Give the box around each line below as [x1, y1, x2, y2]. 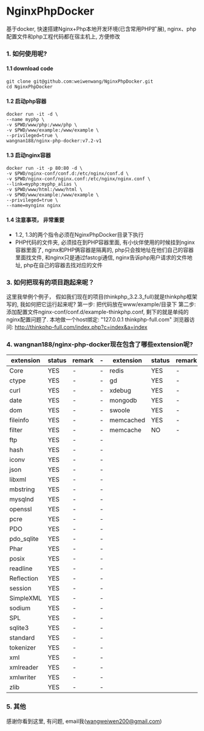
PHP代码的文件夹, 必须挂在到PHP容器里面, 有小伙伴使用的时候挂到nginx [15, 239, 195, 246]
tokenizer [9, 643, 36, 652]
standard [9, 634, 35, 642]
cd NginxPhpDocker [6, 84, 53, 90]
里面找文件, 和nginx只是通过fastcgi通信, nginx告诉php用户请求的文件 [15, 254, 188, 261]
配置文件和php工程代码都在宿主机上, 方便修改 [6, 32, 120, 40]
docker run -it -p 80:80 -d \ [6, 166, 83, 172]
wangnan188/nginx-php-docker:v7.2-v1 [6, 138, 102, 144]
